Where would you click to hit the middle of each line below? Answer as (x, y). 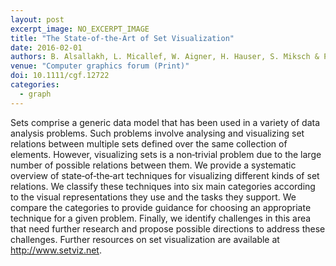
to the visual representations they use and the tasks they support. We (153, 197)
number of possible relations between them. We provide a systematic (153, 165)
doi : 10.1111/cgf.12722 (60, 76)
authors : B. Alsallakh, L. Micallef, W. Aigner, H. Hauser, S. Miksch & (165, 57)
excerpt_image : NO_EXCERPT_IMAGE (80, 29)
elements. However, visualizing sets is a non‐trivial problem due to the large (166, 154)
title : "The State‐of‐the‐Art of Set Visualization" (122, 38)
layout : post (37, 19)
